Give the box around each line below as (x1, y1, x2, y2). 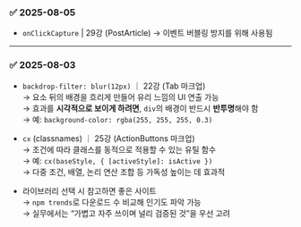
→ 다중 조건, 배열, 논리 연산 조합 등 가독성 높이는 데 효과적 (21, 166, 226, 177)
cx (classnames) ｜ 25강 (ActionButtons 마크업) (21, 132, 195, 144)
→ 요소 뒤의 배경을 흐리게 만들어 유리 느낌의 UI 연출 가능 (21, 91, 219, 102)
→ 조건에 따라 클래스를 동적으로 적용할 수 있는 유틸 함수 (21, 144, 217, 155)
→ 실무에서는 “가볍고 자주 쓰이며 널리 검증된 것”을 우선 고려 (21, 207, 231, 218)
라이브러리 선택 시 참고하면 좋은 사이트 (21, 185, 157, 196)
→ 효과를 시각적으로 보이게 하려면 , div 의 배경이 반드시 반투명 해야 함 (21, 103, 259, 113)
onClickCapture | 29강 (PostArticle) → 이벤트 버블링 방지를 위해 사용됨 (21, 28, 273, 38)
